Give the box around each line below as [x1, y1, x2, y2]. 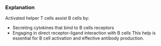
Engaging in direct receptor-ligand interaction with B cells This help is [12, 30, 156, 36]
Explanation [5, 4, 35, 11]
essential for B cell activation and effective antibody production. [12, 35, 144, 41]
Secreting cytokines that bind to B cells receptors [12, 25, 114, 31]
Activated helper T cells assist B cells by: [5, 15, 89, 21]
